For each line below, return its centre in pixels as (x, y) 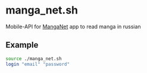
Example (22, 45)
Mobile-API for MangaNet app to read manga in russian (73, 26)
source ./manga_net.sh (34, 59)
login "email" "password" (37, 64)
